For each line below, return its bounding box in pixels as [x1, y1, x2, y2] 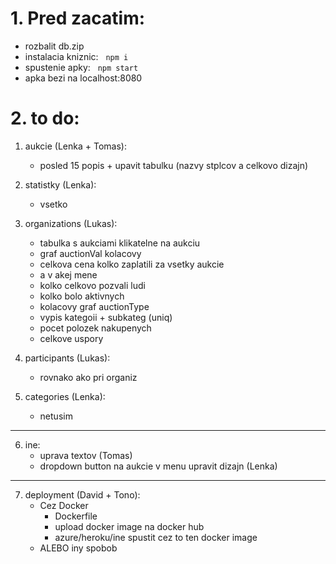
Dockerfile [54, 510, 98, 522]
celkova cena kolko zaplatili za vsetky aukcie [39, 258, 225, 270]
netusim [39, 410, 73, 422]
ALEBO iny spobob [39, 542, 118, 554]
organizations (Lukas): [24, 217, 118, 229]
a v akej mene [39, 268, 98, 281]
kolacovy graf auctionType [39, 300, 150, 312]
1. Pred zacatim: [10, 7, 146, 30]
